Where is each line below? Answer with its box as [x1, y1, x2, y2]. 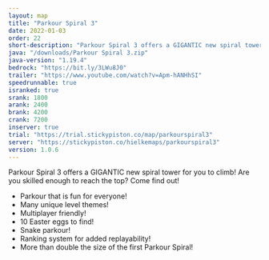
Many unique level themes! [19, 200, 110, 210]
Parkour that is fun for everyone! [19, 191, 127, 201]
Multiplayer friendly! [19, 209, 86, 218]
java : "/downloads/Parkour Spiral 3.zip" [8, 49, 149, 57]
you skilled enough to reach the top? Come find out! [8, 176, 180, 186]
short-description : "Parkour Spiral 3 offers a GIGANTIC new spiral [8, 42, 242, 50]
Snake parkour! [19, 226, 70, 235]
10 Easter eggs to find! [19, 217, 94, 226]
